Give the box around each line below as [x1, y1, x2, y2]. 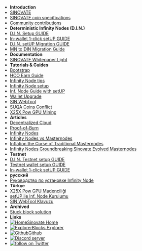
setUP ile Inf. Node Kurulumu [9, 193, 69, 199]
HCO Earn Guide [9, 73, 43, 78]
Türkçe [9, 183, 25, 188]
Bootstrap [9, 67, 30, 73]
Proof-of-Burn [9, 125, 39, 130]
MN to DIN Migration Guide [9, 46, 65, 52]
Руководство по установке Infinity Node [9, 177, 94, 183]
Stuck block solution [9, 209, 52, 214]
